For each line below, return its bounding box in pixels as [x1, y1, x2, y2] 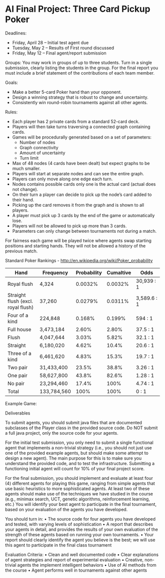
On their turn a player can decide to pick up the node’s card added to [12, 192, 152, 197]
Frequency [42, 269, 68, 276]
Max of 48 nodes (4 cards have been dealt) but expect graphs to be [12, 160, 150, 166]
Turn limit [19, 155, 39, 161]
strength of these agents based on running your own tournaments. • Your [5, 531, 154, 537]
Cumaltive [107, 269, 132, 276]
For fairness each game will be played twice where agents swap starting [5, 237, 152, 244]
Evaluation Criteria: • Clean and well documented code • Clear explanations [5, 551, 159, 557]
